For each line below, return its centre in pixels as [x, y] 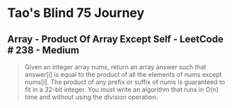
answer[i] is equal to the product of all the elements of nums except [123, 74]
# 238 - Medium [43, 50]
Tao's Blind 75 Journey [76, 13]
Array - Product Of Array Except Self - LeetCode [116, 39]
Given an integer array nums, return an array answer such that [115, 67]
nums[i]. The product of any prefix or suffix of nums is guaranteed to [125, 82]
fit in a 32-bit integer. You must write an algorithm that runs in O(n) [122, 89]
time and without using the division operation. [91, 97]
